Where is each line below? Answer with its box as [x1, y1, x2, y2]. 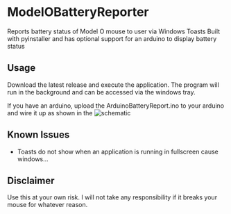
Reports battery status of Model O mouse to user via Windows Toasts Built [7, 27, 221, 35]
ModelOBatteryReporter [7, 4, 149, 20]
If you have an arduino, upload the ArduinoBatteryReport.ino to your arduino [7, 101, 224, 110]
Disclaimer [7, 174, 55, 186]
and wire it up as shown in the [7, 108, 93, 117]
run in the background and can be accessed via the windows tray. [7, 88, 196, 96]
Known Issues [7, 129, 70, 141]
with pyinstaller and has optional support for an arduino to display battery [7, 34, 217, 42]
